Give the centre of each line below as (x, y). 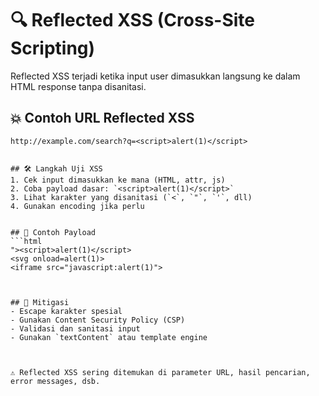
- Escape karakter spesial (66, 311)
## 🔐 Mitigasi (40, 302)
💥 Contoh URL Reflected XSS (102, 118)
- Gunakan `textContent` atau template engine (109, 337)
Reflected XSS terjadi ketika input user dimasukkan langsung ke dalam (155, 76)
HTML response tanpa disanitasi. (78, 86)
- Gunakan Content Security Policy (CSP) (98, 320)
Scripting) (53, 48)
